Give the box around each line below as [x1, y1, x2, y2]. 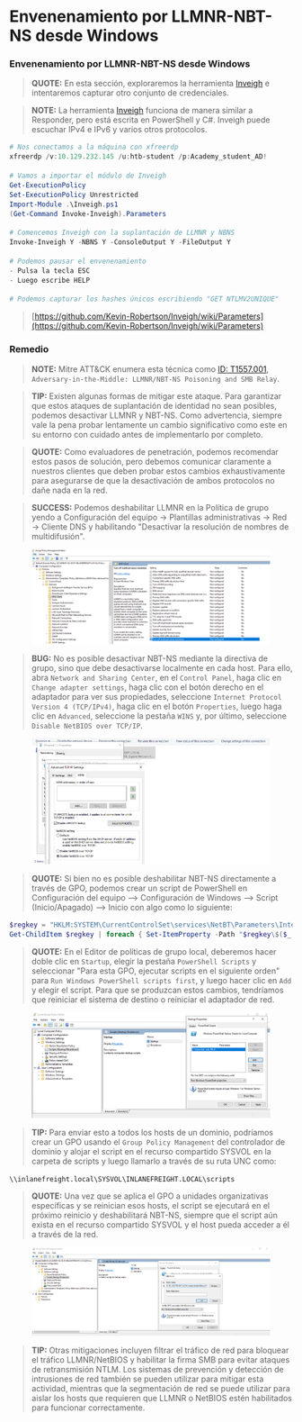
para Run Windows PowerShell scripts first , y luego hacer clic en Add [31, 974, 292, 985]
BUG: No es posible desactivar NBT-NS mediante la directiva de [31, 653, 268, 664]
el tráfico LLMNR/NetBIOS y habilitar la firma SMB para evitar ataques [31, 1354, 290, 1365]
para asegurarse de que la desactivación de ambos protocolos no [31, 475, 276, 485]
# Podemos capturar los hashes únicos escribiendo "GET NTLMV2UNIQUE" [9, 294, 280, 303]
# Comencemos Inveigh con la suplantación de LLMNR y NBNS [9, 228, 235, 238]
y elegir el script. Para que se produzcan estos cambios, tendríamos [31, 984, 285, 995]
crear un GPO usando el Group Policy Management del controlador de [31, 1137, 286, 1147]
